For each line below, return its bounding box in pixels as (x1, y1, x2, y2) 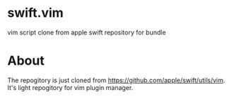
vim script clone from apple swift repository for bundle (7, 28, 166, 37)
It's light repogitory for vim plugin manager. (7, 83, 134, 92)
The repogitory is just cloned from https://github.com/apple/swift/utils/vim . (7, 76, 226, 84)
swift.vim (7, 5, 64, 21)
